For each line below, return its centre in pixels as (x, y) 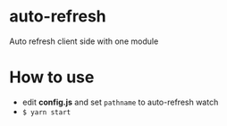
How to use (52, 77)
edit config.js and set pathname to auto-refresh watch (120, 102)
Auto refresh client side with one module (84, 41)
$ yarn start (46, 112)
